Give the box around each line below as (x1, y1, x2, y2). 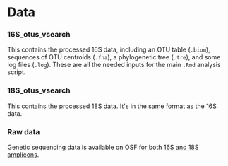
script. (7, 68, 26, 76)
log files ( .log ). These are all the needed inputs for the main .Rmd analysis (7, 61, 221, 69)
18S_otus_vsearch (7, 85, 71, 95)
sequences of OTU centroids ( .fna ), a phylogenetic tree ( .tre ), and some (7, 53, 221, 61)
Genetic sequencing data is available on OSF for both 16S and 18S (7, 143, 199, 152)
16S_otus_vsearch (7, 30, 71, 40)
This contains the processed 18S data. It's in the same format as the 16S (7, 102, 217, 110)
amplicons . (7, 150, 40, 159)
